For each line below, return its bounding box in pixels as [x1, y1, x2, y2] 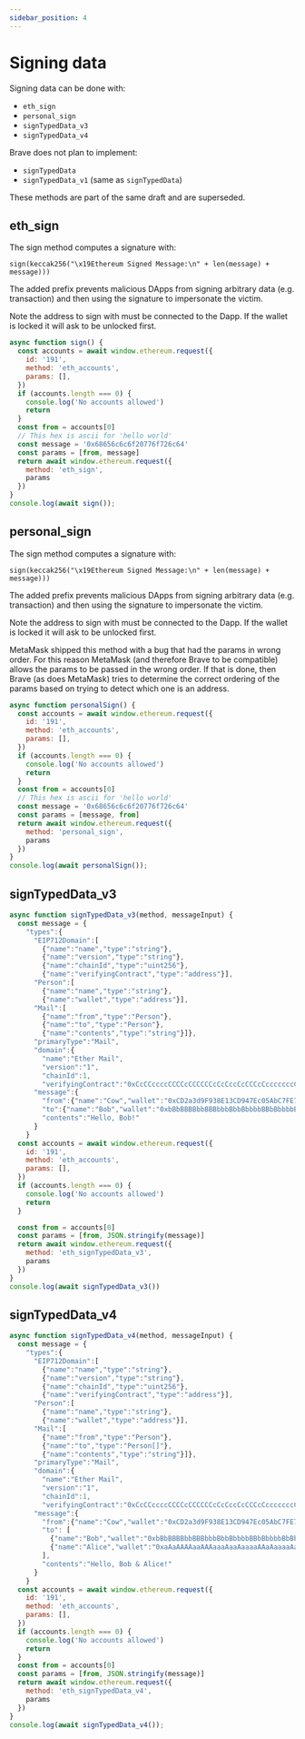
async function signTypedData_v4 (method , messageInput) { [9, 1332, 233, 1341]
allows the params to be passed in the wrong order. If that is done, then [9, 663, 277, 674]
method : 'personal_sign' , [25, 827, 124, 837]
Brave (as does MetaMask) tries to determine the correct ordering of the [9, 673, 280, 684]
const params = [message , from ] [17, 810, 141, 819]
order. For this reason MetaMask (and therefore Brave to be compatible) [9, 654, 279, 665]
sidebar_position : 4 [9, 13, 88, 23]
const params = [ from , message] [17, 447, 141, 457]
